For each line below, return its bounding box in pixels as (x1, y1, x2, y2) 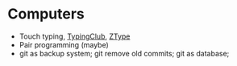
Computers (7, 5, 85, 23)
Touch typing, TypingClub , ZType (19, 31, 131, 41)
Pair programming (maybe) (19, 39, 110, 49)
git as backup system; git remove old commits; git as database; (19, 48, 230, 58)
